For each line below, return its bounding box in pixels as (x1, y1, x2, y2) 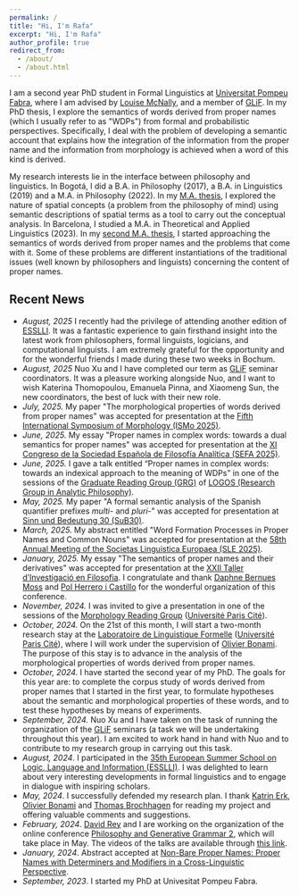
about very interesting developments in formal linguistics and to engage (21, 771, 287, 782)
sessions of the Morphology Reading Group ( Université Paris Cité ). (21, 609, 268, 621)
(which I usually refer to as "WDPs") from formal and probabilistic (9, 115, 250, 126)
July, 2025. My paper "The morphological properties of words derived (21, 401, 281, 412)
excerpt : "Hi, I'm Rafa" (9, 29, 102, 38)
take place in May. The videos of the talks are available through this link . (21, 837, 288, 849)
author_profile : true (9, 38, 90, 47)
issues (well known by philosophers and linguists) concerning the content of (9, 256, 290, 267)
